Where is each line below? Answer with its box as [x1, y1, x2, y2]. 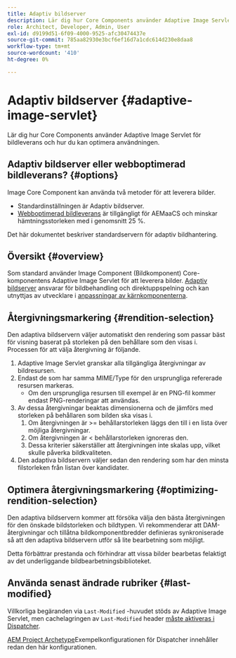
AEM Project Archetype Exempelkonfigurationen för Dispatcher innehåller [7, 635, 218, 643]
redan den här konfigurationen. [7, 643, 97, 651]
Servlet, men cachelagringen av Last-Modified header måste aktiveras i [7, 614, 215, 622]
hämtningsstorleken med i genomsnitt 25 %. [17, 216, 146, 225]
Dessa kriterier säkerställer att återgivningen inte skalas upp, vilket [27, 441, 221, 449]
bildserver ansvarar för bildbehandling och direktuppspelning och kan [7, 284, 209, 292]
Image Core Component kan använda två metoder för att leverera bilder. [7, 187, 216, 197]
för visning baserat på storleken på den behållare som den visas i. [7, 338, 198, 346]
